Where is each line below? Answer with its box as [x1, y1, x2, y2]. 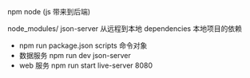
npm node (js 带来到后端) [7, 7, 91, 16]
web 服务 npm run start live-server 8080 [18, 60, 153, 70]
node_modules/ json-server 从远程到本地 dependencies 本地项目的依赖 [7, 24, 243, 33]
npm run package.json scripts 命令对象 [18, 41, 148, 50]
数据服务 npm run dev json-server [18, 51, 131, 60]
